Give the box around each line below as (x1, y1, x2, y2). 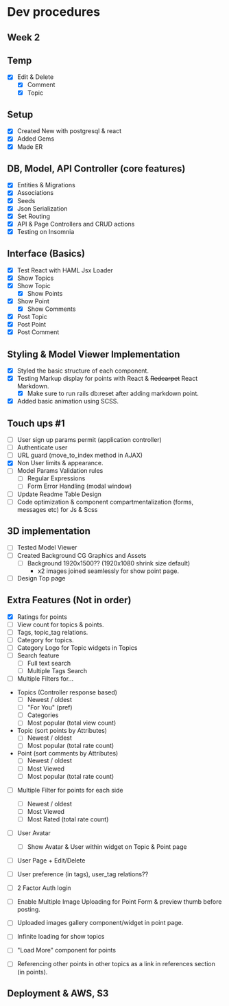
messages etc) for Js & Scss (16, 505, 98, 513)
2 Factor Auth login (16, 884, 71, 892)
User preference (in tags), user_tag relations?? (16, 870, 149, 878)
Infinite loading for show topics (16, 933, 105, 941)
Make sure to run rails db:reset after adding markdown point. (27, 389, 199, 398)
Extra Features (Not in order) (7, 594, 132, 606)
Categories (27, 711, 59, 719)
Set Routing (16, 212, 50, 220)
